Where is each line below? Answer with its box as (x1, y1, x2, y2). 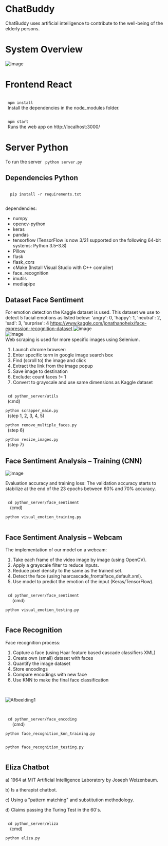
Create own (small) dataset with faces (12, 655, 94, 661)
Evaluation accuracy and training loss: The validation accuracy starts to (5, 480, 157, 487)
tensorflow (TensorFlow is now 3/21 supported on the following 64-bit (12, 237, 161, 243)
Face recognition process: (5, 639, 61, 645)
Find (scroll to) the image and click (12, 357, 86, 364)
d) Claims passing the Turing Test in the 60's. (5, 806, 102, 813)
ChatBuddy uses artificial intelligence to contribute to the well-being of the (5, 20, 163, 26)
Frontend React (5, 79, 72, 91)
